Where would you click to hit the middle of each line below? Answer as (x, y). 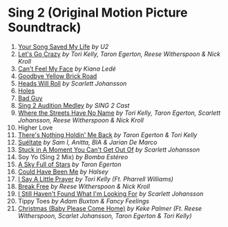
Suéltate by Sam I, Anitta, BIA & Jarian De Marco (87, 142)
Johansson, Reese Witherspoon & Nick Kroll (81, 120)
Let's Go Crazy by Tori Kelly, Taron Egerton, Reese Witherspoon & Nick (119, 54)
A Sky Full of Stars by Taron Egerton (69, 164)
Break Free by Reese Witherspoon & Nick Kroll (84, 186)
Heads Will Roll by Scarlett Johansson (72, 83)
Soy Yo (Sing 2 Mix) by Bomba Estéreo (73, 156)
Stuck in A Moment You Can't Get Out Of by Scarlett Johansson (109, 149)
